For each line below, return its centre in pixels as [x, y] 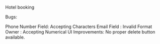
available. [15, 37]
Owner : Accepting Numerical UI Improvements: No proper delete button [80, 32]
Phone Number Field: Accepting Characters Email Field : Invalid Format [79, 26]
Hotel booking [20, 7]
